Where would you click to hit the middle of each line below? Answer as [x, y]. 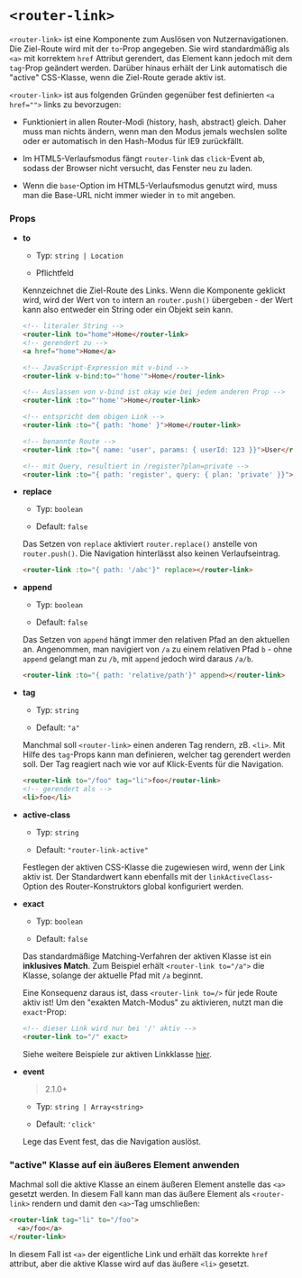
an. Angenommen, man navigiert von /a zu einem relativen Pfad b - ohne [157, 649]
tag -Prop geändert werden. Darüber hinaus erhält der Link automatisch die [148, 68]
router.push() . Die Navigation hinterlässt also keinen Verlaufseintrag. [151, 553]
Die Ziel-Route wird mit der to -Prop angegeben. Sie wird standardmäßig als [150, 49]
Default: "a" [58, 727]
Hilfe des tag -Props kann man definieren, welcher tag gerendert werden [156, 754]
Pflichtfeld [55, 273]
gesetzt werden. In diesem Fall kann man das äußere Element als [130, 1193]
